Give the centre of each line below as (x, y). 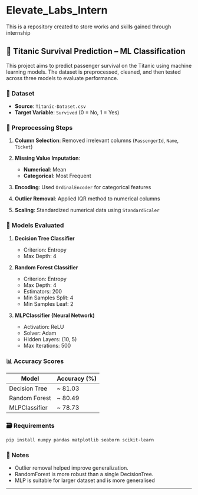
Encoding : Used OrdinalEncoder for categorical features (83, 187)
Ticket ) (24, 147)
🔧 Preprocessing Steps (39, 127)
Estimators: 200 (43, 291)
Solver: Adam (40, 333)
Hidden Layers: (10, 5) (50, 339)
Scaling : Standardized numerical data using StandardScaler (87, 210)
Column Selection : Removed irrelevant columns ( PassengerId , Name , (97, 141)
